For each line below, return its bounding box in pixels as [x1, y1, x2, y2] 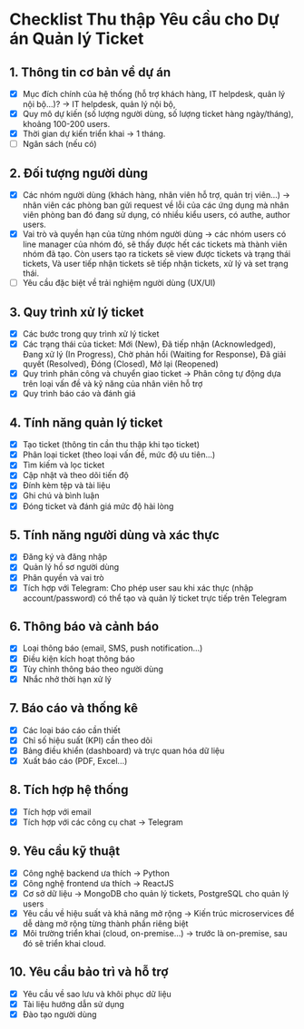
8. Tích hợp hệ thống [9, 782, 129, 798]
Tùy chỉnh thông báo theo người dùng [22, 663, 163, 674]
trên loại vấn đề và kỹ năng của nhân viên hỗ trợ [22, 378, 203, 389]
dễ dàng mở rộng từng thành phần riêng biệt [22, 917, 189, 929]
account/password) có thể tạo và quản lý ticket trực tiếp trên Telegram [22, 593, 288, 603]
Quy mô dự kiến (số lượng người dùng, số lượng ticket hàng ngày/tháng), [22, 109, 294, 120]
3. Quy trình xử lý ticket [9, 304, 144, 319]
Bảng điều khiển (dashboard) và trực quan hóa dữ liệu [22, 745, 225, 756]
